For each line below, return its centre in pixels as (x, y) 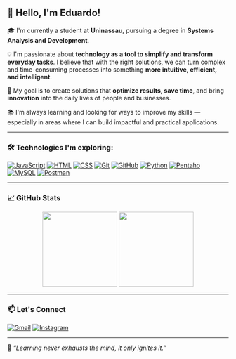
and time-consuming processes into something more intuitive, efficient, (112, 69)
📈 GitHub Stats (34, 198)
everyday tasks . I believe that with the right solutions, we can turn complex (117, 62)
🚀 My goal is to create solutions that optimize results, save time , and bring (116, 90)
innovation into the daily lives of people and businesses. (89, 98)
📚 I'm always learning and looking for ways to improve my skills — (104, 112)
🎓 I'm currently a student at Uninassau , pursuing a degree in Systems (111, 30)
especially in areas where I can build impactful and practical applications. (113, 122)
